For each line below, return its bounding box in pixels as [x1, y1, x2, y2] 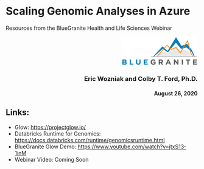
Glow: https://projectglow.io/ [14, 123, 86, 131]
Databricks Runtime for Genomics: [14, 129, 101, 137]
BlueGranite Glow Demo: [14, 143, 77, 150]
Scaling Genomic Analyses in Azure [5, 4, 191, 18]
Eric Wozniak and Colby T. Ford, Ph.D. [83, 75, 198, 83]
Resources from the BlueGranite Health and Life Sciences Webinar [5, 24, 172, 32]
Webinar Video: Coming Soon [14, 156, 89, 163]
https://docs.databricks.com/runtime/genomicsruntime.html [14, 136, 165, 143]
